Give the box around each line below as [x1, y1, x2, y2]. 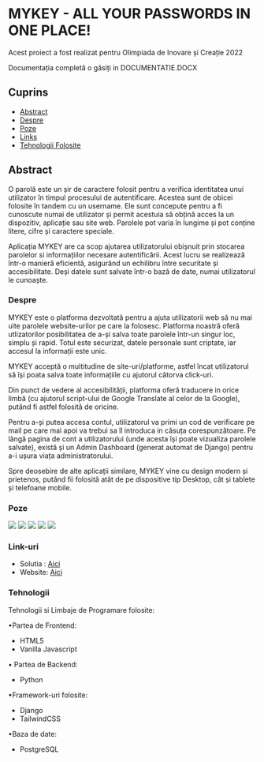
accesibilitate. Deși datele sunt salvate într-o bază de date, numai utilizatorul [8, 266, 256, 276]
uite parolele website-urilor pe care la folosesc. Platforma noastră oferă [8, 321, 240, 330]
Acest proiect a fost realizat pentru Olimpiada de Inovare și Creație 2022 [8, 47, 244, 57]
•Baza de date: [8, 729, 58, 738]
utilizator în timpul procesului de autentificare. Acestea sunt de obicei [8, 193, 233, 202]
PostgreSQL [19, 744, 59, 754]
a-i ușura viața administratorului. [8, 451, 113, 460]
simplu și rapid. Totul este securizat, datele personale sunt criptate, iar [8, 337, 236, 347]
